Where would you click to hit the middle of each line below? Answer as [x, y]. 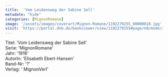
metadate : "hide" [23, 14]
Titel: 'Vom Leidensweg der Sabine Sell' [46, 42]
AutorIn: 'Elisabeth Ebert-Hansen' [40, 58]
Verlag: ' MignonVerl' [27, 69]
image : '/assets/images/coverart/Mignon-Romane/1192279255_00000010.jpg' [84, 24]
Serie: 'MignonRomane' [29, 48]
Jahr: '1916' [17, 53]
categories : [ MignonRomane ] [34, 19]
